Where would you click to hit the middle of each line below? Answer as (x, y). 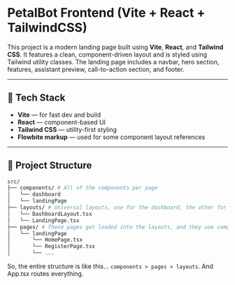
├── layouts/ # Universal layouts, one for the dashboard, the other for (117, 207)
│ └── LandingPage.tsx (43, 220)
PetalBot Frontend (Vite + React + (106, 13)
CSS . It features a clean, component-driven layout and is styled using (107, 54)
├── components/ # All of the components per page (83, 188)
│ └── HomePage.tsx (45, 240)
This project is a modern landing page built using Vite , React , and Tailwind (115, 47)
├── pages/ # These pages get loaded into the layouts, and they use (111, 227)
